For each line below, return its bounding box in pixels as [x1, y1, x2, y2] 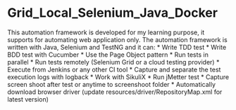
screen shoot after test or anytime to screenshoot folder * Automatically [7, 80, 216, 88]
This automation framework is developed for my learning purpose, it [7, 28, 205, 36]
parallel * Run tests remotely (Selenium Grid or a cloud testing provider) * [7, 57, 220, 66]
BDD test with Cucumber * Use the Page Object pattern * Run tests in [7, 50, 209, 59]
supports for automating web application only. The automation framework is [7, 35, 228, 43]
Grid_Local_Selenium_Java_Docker [7, 5, 218, 21]
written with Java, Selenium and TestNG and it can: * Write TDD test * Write [7, 43, 227, 51]
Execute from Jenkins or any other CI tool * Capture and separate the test [7, 65, 221, 74]
